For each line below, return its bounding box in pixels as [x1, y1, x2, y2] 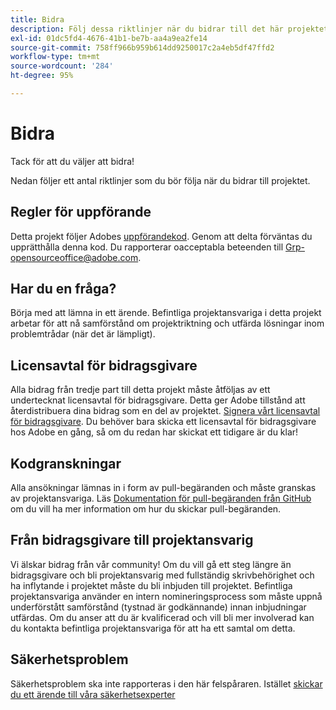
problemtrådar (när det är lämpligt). [10, 328, 156, 340]
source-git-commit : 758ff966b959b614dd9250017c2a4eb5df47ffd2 [10, 42, 275, 53]
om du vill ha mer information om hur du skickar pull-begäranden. [10, 503, 282, 515]
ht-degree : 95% [10, 71, 74, 81]
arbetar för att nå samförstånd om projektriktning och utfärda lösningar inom [10, 317, 325, 330]
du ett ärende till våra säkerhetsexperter [10, 688, 176, 700]
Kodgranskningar [10, 455, 122, 472]
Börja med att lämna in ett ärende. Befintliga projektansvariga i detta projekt [10, 307, 322, 319]
